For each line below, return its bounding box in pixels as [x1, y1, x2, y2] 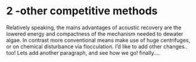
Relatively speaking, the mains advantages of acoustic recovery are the [6, 24, 182, 31]
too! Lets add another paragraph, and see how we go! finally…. [6, 49, 160, 56]
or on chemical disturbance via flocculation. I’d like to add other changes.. [6, 43, 188, 50]
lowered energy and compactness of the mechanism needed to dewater [6, 30, 183, 37]
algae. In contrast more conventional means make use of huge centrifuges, [6, 36, 191, 44]
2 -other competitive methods [6, 4, 158, 18]
